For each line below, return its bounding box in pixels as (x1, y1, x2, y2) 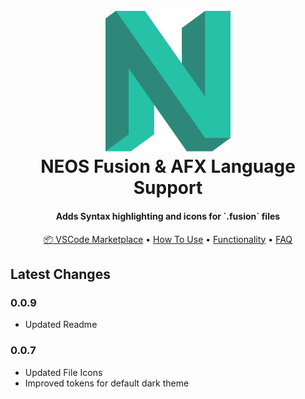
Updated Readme (24, 319, 98, 331)
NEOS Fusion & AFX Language (40, 155, 296, 178)
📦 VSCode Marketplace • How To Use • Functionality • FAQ (43, 233, 293, 245)
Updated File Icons (24, 366, 103, 378)
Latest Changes (10, 266, 111, 283)
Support (133, 177, 203, 199)
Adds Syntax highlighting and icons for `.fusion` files (55, 210, 281, 223)
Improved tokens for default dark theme (24, 377, 190, 389)
